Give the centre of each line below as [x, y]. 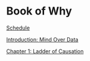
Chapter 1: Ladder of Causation [45, 51]
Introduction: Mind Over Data [42, 39]
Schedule [18, 28]
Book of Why [39, 11]
